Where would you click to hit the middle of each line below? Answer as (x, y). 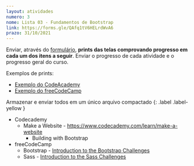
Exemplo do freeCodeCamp (48, 91)
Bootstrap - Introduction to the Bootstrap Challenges (86, 151)
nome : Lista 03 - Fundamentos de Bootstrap (60, 22)
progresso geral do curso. (37, 62)
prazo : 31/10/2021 (28, 33)
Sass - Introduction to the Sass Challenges (75, 157)
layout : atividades (30, 11)
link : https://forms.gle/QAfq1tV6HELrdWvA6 (60, 28)
